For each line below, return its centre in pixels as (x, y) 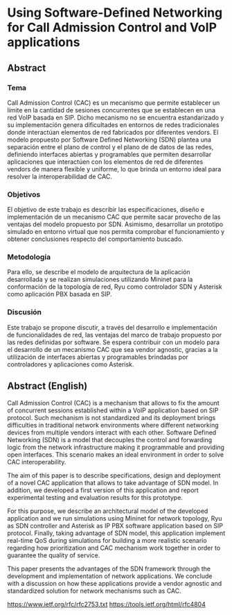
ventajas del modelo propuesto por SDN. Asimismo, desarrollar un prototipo (115, 224)
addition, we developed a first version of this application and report (103, 490)
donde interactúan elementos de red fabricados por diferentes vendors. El (113, 132)
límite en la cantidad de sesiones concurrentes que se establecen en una (111, 110)
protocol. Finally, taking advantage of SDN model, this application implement (116, 533)
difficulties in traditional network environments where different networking (113, 425)
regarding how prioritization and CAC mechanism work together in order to (114, 548)
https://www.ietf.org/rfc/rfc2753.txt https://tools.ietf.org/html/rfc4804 (106, 604)
